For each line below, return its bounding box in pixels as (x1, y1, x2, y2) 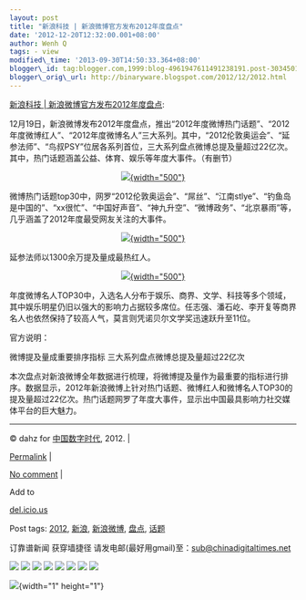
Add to (9, 486, 35, 497)
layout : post (9, 13, 59, 23)
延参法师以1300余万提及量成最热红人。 (9, 252, 157, 263)
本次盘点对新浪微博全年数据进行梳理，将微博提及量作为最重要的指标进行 (9, 370, 280, 381)
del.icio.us (9, 503, 48, 515)
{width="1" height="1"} (18, 580, 105, 591)
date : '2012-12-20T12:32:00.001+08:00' (9, 30, 161, 39)
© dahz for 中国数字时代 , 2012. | (9, 432, 130, 443)
